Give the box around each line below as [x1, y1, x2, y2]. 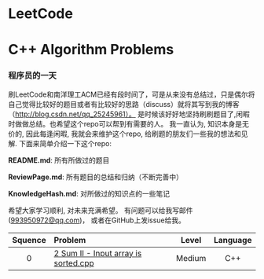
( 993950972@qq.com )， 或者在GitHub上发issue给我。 [8, 215, 186, 225]
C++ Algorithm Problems [8, 41, 174, 59]
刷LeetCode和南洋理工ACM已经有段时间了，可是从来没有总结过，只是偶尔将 [8, 90, 255, 99]
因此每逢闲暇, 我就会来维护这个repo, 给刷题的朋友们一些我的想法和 [25, 129, 242, 138]
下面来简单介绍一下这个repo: [18, 138, 112, 148]
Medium [175, 252, 207, 263]
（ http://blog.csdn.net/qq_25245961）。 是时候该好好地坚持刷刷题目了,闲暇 [8, 109, 250, 119]
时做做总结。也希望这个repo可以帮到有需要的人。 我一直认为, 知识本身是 [8, 119, 243, 128]
